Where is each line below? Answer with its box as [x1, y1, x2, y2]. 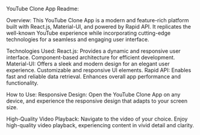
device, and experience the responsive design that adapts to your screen [6, 97, 188, 104]
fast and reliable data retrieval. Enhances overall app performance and [6, 73, 181, 80]
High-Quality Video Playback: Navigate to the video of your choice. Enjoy [6, 115, 188, 122]
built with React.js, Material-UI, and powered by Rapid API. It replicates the [6, 23, 192, 30]
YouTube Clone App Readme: [6, 5, 80, 12]
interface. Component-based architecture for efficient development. [6, 54, 175, 61]
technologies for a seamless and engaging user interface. [6, 36, 149, 43]
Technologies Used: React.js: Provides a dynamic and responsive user [6, 47, 181, 55]
